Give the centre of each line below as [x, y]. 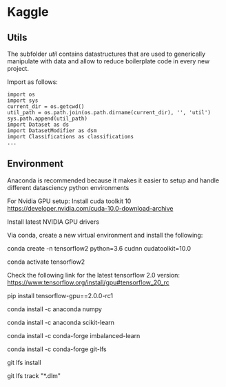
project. [18, 69]
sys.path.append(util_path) [48, 118]
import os [21, 94]
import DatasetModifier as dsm [52, 131]
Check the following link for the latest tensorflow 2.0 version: [94, 275]
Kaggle [28, 12]
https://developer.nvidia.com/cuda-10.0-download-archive [90, 208]
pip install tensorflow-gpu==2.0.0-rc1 [60, 295]
